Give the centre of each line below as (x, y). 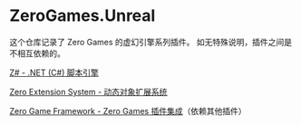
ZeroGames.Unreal (83, 16)
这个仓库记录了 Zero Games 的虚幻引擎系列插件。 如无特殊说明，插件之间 (147, 42)
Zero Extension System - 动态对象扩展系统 (88, 91)
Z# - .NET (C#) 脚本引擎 (54, 72)
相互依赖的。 (41, 53)
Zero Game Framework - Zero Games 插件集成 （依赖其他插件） (128, 111)
